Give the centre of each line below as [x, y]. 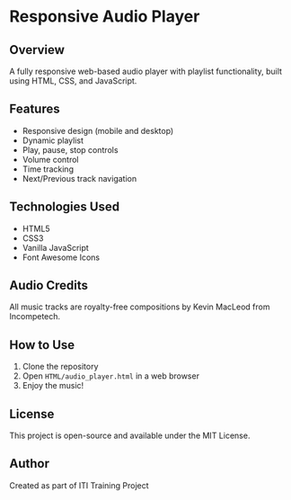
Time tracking [48, 169]
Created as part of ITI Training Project [79, 485]
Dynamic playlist [53, 140]
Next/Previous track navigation [79, 178]
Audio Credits [48, 286]
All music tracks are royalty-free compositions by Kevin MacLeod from [140, 307]
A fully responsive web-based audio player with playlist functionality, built [146, 71]
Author [29, 464]
